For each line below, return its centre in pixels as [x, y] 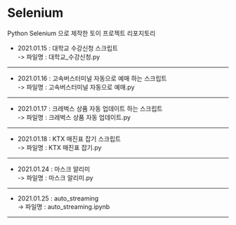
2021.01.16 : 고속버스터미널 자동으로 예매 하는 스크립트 [92, 78]
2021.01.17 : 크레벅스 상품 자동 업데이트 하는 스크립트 [90, 108]
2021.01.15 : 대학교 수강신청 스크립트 [67, 48]
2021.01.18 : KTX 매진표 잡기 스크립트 [69, 139]
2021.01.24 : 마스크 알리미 [54, 169]
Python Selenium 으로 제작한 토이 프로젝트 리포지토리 [81, 33]
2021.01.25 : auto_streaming [58, 198]
